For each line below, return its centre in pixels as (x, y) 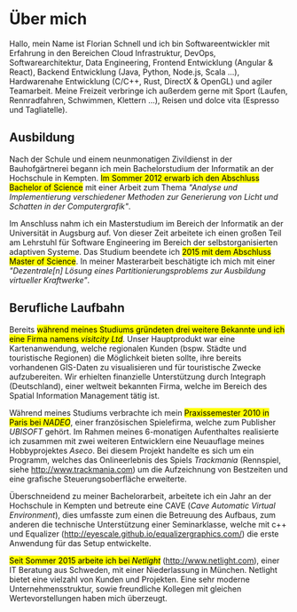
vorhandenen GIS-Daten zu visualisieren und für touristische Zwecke (135, 367)
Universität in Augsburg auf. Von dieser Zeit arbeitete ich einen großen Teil (145, 233)
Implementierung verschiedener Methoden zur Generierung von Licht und (144, 196)
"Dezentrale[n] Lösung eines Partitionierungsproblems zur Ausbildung (137, 270)
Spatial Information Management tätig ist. (85, 395)
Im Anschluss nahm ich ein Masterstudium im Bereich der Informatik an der (146, 223)
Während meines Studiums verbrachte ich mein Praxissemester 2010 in (140, 412)
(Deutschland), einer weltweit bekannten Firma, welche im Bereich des (138, 385)
